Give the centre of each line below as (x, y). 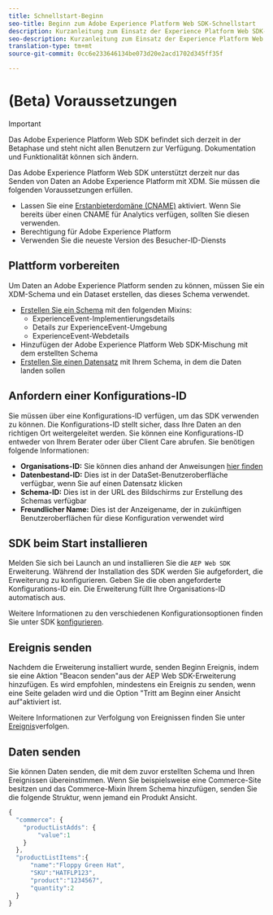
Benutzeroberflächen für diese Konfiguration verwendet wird (122, 518)
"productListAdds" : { (59, 827)
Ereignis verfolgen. (39, 726)
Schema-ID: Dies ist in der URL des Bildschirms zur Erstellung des (132, 492)
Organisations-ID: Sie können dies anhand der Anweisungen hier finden (141, 466)
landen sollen (43, 370)
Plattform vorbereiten (64, 266)
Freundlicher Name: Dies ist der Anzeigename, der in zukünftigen (131, 509)
